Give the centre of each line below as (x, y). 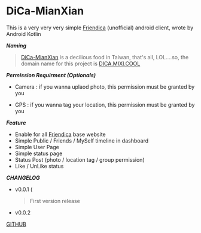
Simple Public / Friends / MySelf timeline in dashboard (82, 140)
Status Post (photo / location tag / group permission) (80, 159)
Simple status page (39, 153)
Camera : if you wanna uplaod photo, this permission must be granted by (105, 87)
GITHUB (16, 224)
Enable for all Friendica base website (60, 134)
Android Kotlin (24, 34)
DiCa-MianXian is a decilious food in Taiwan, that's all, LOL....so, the (105, 57)
